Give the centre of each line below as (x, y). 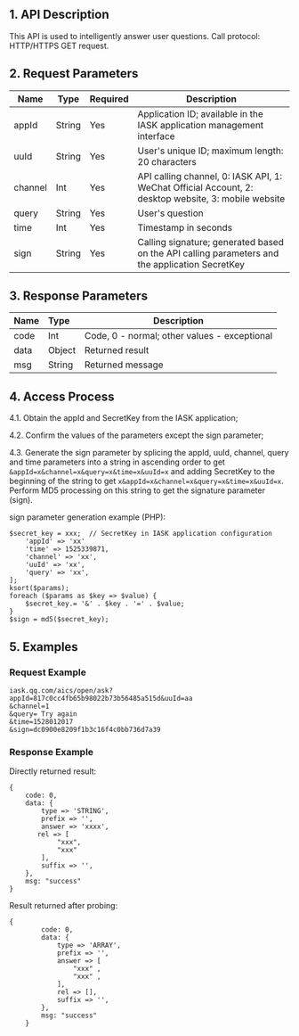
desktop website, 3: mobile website (211, 198)
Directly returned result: (53, 771)
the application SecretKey (191, 264)
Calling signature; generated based (211, 242)
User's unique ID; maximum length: (210, 151)
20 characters (167, 161)
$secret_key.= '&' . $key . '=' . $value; (105, 604)
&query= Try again (43, 714)
